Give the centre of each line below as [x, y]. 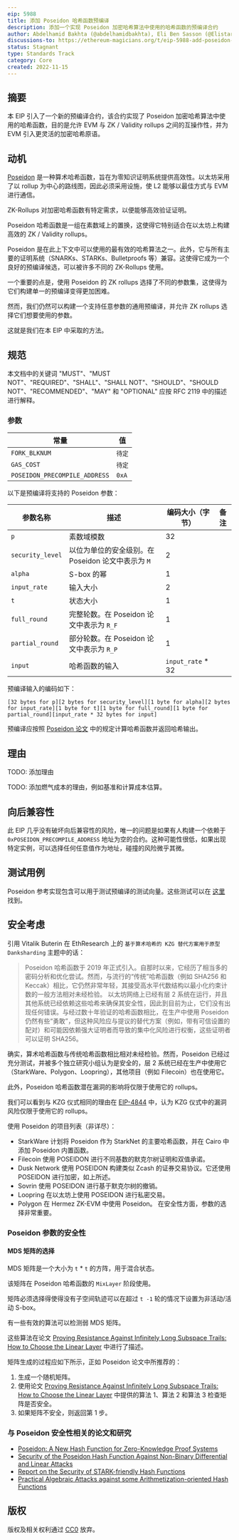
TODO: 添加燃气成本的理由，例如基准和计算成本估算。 [87, 787]
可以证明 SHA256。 [54, 1039]
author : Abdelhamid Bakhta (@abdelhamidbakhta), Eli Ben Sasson [105, 34]
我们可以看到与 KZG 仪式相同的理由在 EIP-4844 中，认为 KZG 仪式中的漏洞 [117, 1102]
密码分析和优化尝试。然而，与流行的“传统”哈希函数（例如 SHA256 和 [126, 976]
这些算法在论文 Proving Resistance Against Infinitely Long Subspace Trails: [117, 1338]
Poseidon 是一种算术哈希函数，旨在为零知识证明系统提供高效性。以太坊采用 [118, 177]
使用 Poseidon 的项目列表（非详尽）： [62, 1126]
